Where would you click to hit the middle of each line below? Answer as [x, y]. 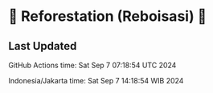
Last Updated [43, 46]
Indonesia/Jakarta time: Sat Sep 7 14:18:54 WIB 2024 [96, 81]
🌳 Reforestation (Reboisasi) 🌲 [108, 16]
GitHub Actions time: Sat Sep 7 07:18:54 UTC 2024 [92, 65]
